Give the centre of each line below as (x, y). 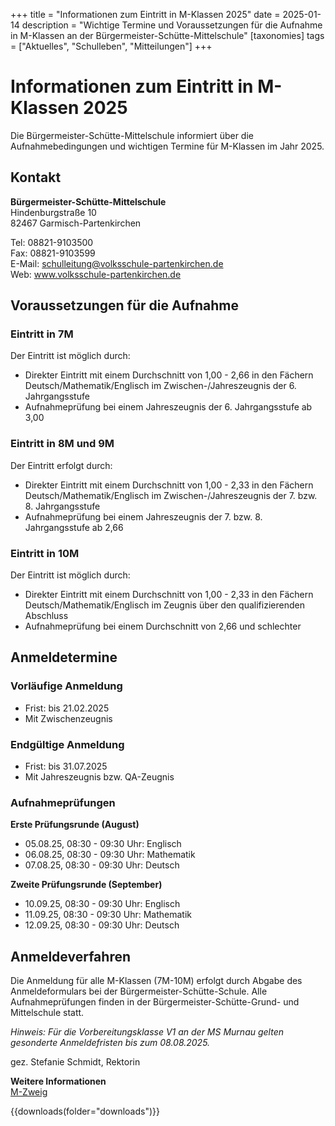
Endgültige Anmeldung (67, 744)
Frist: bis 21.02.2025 (67, 708)
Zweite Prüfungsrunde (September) (86, 885)
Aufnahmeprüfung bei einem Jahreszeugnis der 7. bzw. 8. (143, 516)
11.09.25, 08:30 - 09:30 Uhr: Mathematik (108, 915)
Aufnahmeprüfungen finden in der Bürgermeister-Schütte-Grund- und (155, 1002)
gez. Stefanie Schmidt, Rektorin (75, 1062)
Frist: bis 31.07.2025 (66, 766)
